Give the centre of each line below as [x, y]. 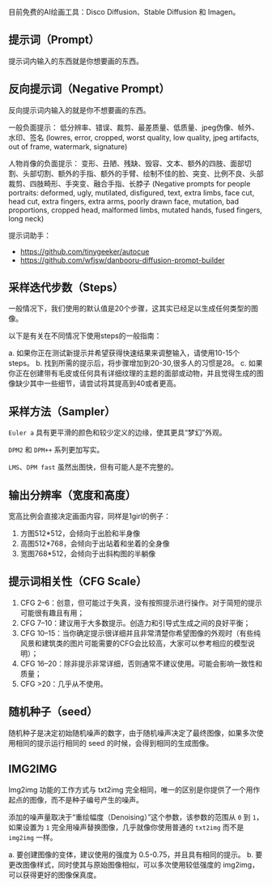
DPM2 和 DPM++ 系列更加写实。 [56, 450]
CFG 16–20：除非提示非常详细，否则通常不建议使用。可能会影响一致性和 [141, 663]
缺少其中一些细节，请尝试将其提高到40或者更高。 [98, 384]
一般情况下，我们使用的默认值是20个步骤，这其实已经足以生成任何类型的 [130, 309]
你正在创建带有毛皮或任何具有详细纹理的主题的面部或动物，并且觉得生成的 [132, 373]
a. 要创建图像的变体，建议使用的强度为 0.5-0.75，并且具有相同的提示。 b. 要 [136, 855]
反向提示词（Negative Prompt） [89, 89]
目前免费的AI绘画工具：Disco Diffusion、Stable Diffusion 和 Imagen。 [124, 12]
